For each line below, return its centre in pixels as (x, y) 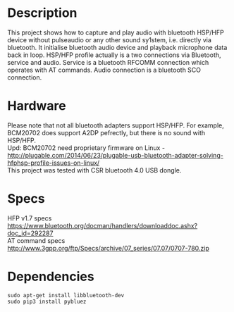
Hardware (37, 106)
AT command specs (36, 240)
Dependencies (51, 277)
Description (42, 13)
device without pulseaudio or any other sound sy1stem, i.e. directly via (109, 39)
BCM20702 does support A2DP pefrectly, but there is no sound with (106, 132)
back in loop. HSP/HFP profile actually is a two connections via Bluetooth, (114, 55)
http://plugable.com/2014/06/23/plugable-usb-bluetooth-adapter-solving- (115, 155)
